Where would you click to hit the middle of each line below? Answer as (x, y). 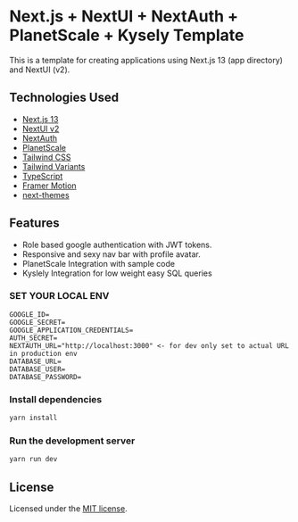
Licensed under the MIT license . (68, 509)
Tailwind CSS (46, 157)
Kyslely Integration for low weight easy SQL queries (117, 273)
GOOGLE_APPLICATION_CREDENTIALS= (71, 330)
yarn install (33, 418)
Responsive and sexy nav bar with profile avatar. (111, 254)
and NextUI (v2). (40, 70)
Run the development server (72, 441)
